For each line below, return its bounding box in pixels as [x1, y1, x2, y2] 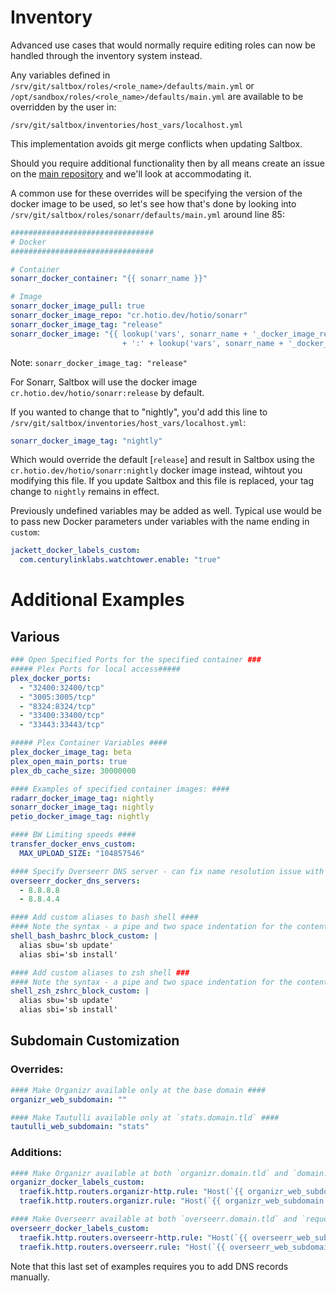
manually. [10, 1271, 50, 1283]
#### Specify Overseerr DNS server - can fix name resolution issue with [10, 866, 325, 876]
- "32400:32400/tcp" [19, 682, 105, 693]
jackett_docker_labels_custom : [10, 546, 141, 556]
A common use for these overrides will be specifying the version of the [10, 187, 303, 199]
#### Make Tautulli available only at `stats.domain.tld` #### [10, 1112, 280, 1123]
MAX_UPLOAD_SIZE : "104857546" [19, 848, 145, 858]
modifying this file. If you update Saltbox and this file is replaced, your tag [10, 475, 314, 487]
